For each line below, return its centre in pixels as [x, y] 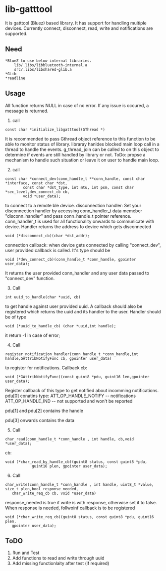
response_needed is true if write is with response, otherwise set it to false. [81, 502]
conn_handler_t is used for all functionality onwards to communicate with [80, 221]
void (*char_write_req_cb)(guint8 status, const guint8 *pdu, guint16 [80, 517]
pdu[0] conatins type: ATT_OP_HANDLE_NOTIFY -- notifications [71, 396]
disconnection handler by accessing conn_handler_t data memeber [74, 211]
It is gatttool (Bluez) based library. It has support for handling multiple [76, 23]
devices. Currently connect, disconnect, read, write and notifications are [79, 28]
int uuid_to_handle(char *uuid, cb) [43, 297]
